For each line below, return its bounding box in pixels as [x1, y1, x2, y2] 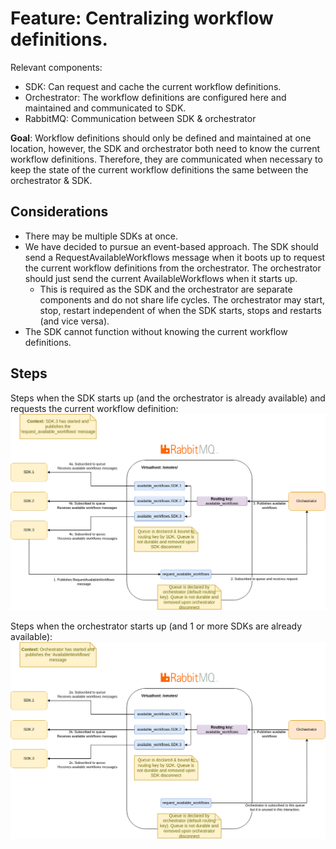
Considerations [10, 203, 109, 221]
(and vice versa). [39, 315, 110, 327]
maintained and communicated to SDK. [24, 102, 187, 114]
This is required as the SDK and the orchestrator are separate [39, 283, 293, 295]
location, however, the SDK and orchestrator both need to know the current [10, 142, 320, 154]
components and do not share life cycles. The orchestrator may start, [39, 293, 326, 306]
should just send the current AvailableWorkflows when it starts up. [24, 272, 298, 284]
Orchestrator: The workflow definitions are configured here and [24, 91, 287, 103]
